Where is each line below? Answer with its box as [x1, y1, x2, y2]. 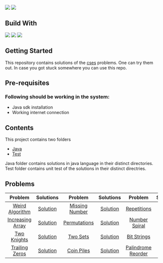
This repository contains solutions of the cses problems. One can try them [5, 60, 154, 66]
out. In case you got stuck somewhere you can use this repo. [5, 65, 127, 70]
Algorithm [8, 208, 31, 215]
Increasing [7, 216, 32, 223]
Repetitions [126, 205, 152, 212]
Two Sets [67, 233, 89, 240]
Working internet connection [12, 110, 69, 115]
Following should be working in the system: [5, 93, 110, 100]
